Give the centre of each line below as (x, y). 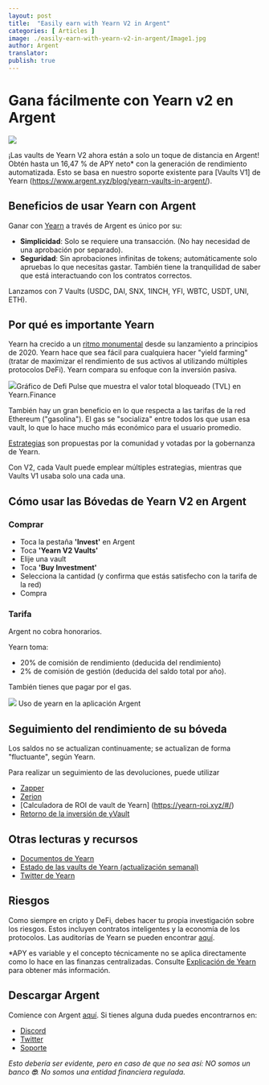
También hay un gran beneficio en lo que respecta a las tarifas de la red (127, 411)
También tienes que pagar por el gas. (70, 687)
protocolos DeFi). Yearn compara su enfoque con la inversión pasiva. (122, 370)
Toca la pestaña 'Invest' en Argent (77, 542)
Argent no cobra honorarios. (55, 632)
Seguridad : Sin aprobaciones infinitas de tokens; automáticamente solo (139, 258)
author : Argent (34, 46)
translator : (28, 53)
